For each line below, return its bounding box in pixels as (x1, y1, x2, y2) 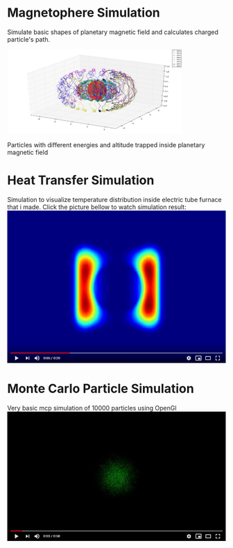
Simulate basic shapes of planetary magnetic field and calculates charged (7, 28, 218, 36)
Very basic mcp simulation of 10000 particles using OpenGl (7, 404, 177, 412)
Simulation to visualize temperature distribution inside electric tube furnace (7, 195, 222, 204)
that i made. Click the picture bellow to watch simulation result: (7, 203, 187, 211)
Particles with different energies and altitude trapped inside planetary (7, 140, 205, 149)
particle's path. (7, 35, 51, 43)
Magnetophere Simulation (7, 5, 161, 21)
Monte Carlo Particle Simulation (7, 381, 194, 397)
